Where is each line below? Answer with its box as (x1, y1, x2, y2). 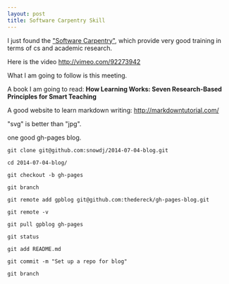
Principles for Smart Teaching (7, 92, 97, 101)
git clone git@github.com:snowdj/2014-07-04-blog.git (7, 147, 169, 154)
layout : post (7, 10, 46, 18)
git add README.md (7, 245, 61, 252)
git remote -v (7, 209, 49, 216)
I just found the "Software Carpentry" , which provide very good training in (7, 36, 222, 44)
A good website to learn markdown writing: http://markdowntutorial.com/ (7, 106, 220, 114)
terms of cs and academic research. (7, 44, 113, 52)
